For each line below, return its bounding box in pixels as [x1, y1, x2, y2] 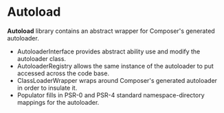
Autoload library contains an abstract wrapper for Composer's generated [7, 27, 215, 35]
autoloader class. [16, 54, 67, 62]
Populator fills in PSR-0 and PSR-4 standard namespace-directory [16, 90, 205, 99]
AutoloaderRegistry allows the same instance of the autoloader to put [16, 62, 214, 70]
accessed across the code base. [16, 69, 110, 77]
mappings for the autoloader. [16, 98, 100, 106]
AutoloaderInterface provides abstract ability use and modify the [16, 47, 201, 55]
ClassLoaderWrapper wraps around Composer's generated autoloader [16, 76, 218, 84]
